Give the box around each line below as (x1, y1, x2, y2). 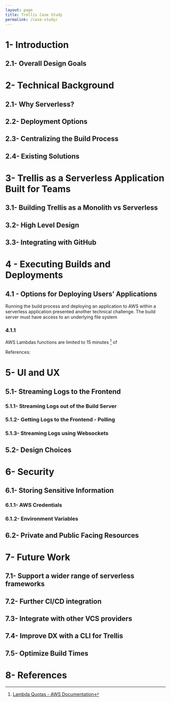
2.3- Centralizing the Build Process (5, 135, 119, 143)
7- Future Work (5, 551, 70, 563)
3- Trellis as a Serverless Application (5, 172, 164, 184)
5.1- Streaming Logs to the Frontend (5, 387, 121, 396)
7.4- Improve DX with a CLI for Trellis (5, 632, 123, 640)
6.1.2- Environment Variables (5, 515, 78, 522)
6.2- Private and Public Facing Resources (5, 531, 139, 540)
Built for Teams (5, 183, 71, 194)
